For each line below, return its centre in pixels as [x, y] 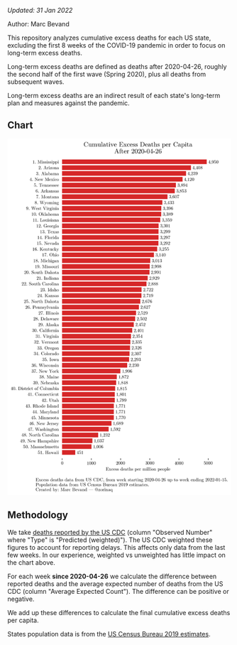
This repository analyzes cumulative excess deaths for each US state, [109, 38]
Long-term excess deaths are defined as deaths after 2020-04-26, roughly [117, 66]
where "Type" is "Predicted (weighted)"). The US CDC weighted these [110, 540]
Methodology [38, 515]
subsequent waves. [36, 82]
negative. [21, 599]
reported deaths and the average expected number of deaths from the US [115, 584]
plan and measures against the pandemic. [68, 103]
